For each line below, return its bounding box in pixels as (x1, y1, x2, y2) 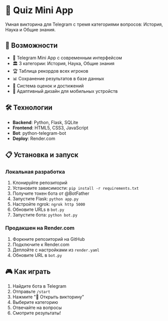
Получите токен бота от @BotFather (12, 190, 90, 196)
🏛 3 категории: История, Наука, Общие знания (12, 60, 115, 66)
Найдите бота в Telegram (12, 283, 67, 289)
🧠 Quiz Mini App (5, 5, 73, 16)
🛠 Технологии (5, 103, 53, 112)
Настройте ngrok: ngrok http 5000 (12, 201, 86, 207)
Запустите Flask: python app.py (12, 196, 79, 202)
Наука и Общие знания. (5, 26, 56, 32)
